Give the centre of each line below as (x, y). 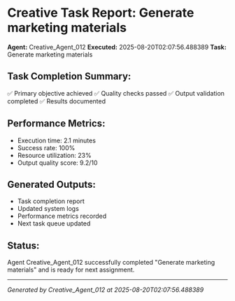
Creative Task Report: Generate (101, 13)
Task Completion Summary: (69, 76)
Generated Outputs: (52, 184)
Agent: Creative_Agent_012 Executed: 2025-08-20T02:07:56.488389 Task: (117, 47)
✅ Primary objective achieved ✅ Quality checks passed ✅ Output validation (116, 93)
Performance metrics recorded (62, 216)
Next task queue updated (54, 223)
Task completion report (51, 201)
